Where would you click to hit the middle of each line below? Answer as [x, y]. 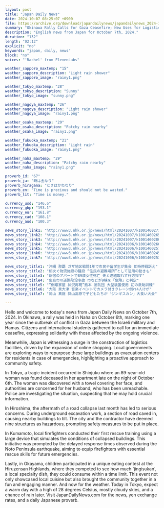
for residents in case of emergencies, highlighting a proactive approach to [80, 358]
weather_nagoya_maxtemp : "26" [36, 104]
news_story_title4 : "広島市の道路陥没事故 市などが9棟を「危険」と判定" [72, 280]
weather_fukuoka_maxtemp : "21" [37, 140]
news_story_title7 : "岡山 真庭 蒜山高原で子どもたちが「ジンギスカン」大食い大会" [81, 294]
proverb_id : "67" [23, 176]
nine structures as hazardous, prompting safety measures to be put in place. [82, 424]
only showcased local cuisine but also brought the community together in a [81, 479]
